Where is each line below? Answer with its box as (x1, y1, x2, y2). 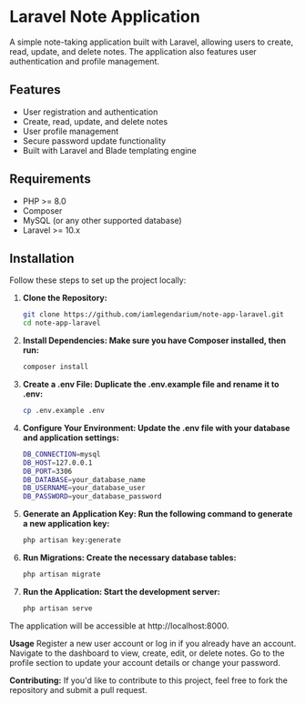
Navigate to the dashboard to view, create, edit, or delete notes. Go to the (9, 648, 285, 659)
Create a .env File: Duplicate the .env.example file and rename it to (22, 379, 280, 389)
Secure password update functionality (22, 135, 167, 146)
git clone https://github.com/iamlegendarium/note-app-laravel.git (22, 310, 284, 319)
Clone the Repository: (22, 293, 107, 304)
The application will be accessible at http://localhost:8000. (9, 620, 229, 631)
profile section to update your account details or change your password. (9, 657, 280, 668)
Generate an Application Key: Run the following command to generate (22, 508, 293, 519)
